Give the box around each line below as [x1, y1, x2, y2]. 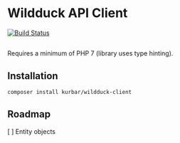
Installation [7, 70, 58, 82]
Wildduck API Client [7, 5, 128, 21]
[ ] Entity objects [7, 127, 55, 136]
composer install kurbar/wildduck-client [7, 89, 132, 96]
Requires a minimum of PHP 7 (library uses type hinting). [7, 49, 174, 58]
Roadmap [7, 108, 51, 120]
